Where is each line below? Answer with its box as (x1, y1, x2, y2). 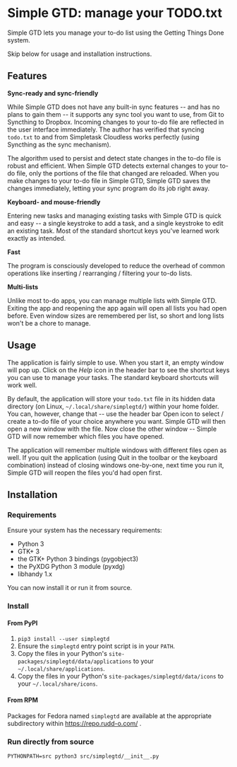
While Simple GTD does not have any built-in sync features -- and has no (7, 103, 220, 111)
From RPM (7, 696, 39, 704)
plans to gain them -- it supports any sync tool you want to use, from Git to (7, 110, 224, 118)
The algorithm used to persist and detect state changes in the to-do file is (7, 154, 221, 162)
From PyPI (7, 618, 38, 627)
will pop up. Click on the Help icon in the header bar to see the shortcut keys (7, 366, 230, 374)
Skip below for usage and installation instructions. (7, 50, 152, 58)
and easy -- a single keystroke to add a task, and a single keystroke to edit (7, 219, 224, 227)
